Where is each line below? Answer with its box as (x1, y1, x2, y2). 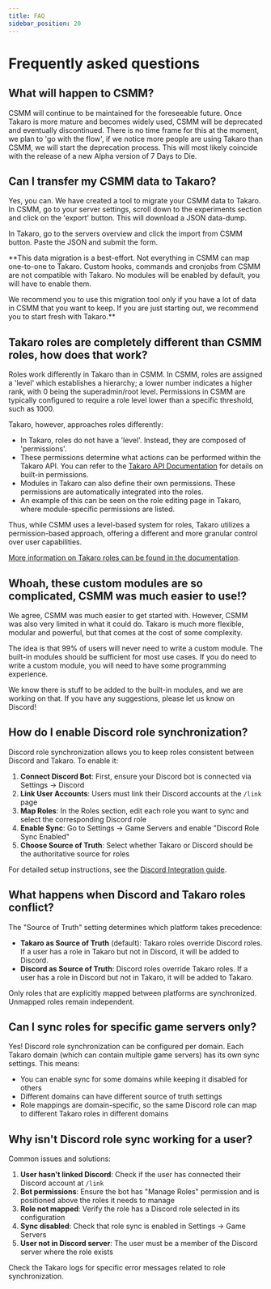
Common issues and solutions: (8, 1154, 111, 1163)
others (19, 1083, 42, 1093)
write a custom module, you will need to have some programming (8, 660, 227, 670)
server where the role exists (19, 1247, 113, 1257)
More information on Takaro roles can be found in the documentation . (8, 553, 240, 563)
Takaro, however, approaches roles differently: (8, 420, 163, 429)
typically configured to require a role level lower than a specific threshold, (8, 395, 254, 405)
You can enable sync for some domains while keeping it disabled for (19, 1074, 248, 1084)
